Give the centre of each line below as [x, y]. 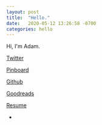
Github [15, 82]
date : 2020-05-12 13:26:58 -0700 [51, 23]
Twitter [15, 58]
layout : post [23, 12]
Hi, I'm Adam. [23, 46]
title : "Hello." [28, 18]
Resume [17, 105]
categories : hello [29, 29]
